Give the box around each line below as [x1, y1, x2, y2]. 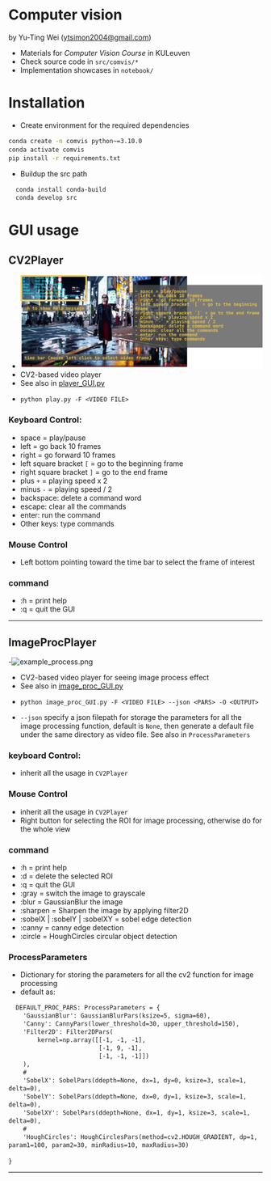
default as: [19, 987, 56, 997]
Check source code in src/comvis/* [19, 57, 139, 66]
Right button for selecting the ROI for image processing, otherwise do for [19, 815, 262, 825]
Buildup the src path [19, 168, 88, 179]
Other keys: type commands [19, 519, 115, 528]
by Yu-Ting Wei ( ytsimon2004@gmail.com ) [8, 32, 152, 42]
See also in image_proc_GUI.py [19, 681, 123, 691]
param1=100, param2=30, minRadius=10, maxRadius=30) [8, 1141, 190, 1149]
